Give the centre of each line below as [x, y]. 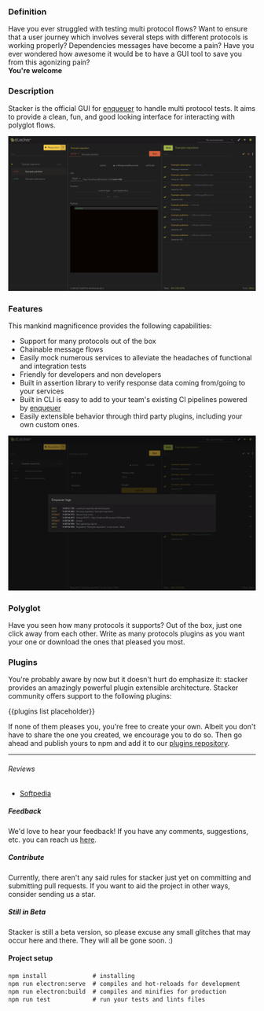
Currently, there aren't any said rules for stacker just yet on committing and [130, 877]
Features [26, 308]
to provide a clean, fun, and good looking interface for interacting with [122, 116]
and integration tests [53, 366]
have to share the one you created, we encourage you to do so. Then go [125, 735]
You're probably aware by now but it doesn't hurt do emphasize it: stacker [128, 680]
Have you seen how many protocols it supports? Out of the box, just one [125, 625]
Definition [27, 12]
